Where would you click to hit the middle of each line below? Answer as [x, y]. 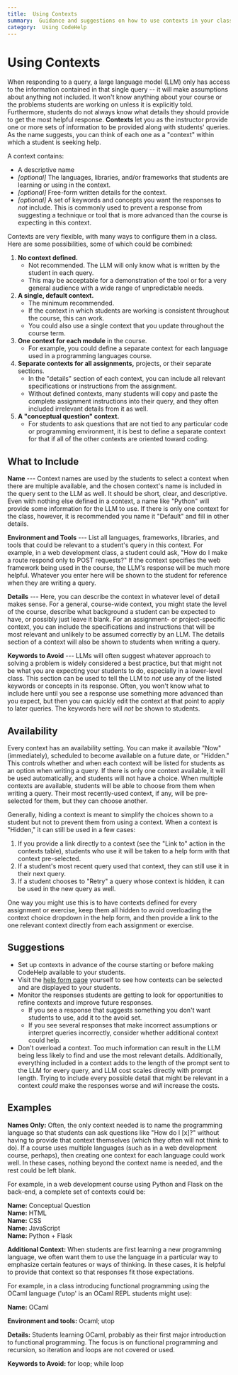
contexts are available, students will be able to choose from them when [111, 785]
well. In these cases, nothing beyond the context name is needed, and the [115, 1163]
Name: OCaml [28, 1307]
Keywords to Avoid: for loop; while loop [66, 1363]
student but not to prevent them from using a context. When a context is [113, 822]
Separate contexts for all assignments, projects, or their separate [114, 364]
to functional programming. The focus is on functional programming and [113, 1342]
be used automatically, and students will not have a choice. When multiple [115, 778]
